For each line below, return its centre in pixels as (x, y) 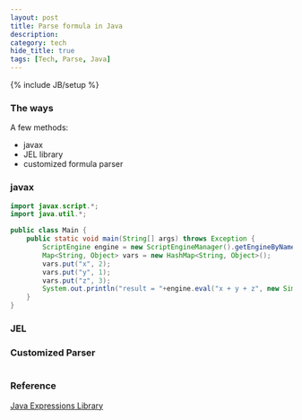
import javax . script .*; (55, 206)
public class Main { (49, 231)
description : (35, 34)
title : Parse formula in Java (67, 26)
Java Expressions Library (57, 406)
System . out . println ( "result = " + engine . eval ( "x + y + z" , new (161, 289)
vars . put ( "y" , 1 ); (77, 272)
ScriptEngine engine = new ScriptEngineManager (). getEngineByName (169, 248)
